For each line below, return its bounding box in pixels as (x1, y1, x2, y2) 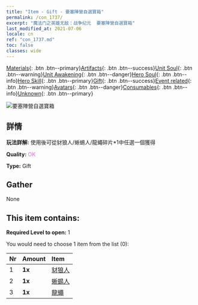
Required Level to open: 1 (6, 229, 70, 236)
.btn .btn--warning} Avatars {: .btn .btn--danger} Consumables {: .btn (6, 83, 172, 91)
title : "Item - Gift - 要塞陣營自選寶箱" (6, 8, 104, 15)
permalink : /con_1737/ (6, 14, 63, 20)
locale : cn (6, 31, 34, 37)
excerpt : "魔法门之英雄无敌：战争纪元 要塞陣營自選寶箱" (6, 20, 135, 26)
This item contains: (6, 213, 80, 223)
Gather (6, 180, 33, 190)
